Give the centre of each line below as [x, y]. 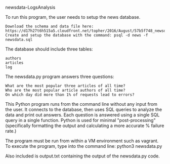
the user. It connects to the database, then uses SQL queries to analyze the [84, 109]
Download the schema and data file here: [50, 26]
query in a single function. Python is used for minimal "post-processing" [80, 120]
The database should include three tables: [49, 49]
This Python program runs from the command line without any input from [81, 104]
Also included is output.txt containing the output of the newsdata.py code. [83, 156]
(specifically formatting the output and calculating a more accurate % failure [85, 126]
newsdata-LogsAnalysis [30, 7]
